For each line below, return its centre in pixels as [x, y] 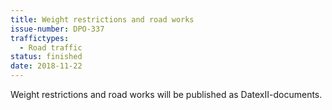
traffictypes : [40, 38]
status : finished [46, 57]
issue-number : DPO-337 [57, 29]
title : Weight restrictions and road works [102, 19]
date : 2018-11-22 [46, 66]
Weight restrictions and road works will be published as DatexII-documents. [166, 94]
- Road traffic [51, 47]
